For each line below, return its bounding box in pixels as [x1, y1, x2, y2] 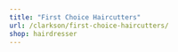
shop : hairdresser [9, 29, 77, 38]
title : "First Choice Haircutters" [9, 12, 142, 22]
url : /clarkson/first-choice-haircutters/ [9, 21, 169, 30]
